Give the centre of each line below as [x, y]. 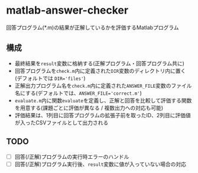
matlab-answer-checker [67, 10]
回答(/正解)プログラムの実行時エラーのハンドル [72, 156]
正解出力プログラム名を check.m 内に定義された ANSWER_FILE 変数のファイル [103, 85]
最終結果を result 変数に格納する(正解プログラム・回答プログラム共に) [100, 63]
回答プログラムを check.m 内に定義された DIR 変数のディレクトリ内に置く [100, 71]
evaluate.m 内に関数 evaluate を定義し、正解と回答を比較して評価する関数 [103, 100]
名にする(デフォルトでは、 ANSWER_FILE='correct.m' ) [78, 93]
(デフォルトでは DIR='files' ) [50, 78]
